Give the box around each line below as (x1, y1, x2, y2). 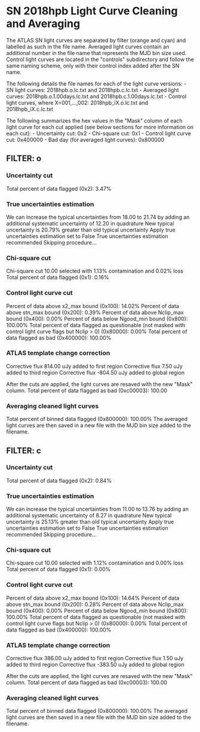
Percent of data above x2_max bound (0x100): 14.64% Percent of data (6, 594, 180, 602)
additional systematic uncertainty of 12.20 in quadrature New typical (6, 219, 174, 227)
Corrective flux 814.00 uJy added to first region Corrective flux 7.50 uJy (6, 362, 183, 370)
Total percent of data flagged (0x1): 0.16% (6, 274, 109, 281)
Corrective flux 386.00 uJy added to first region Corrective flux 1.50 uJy (6, 654, 184, 661)
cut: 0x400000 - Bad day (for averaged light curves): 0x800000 (6, 136, 165, 143)
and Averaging (6, 17, 81, 30)
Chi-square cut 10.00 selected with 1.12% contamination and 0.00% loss (6, 559, 184, 566)
